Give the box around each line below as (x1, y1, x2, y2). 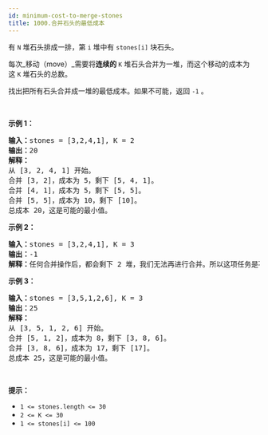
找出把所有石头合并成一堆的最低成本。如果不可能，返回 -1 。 (8, 85, 209, 96)
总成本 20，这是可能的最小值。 (8, 205, 112, 215)
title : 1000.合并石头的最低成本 (8, 19, 105, 27)
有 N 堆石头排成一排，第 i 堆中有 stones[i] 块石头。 (8, 42, 179, 52)
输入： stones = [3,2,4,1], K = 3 (8, 239, 135, 248)
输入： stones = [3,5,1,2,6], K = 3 (8, 293, 144, 303)
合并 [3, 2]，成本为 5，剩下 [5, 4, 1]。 (8, 176, 159, 184)
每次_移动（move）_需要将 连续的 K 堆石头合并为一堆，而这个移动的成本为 (8, 59, 250, 69)
